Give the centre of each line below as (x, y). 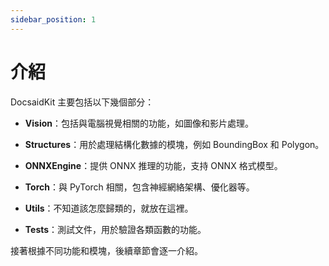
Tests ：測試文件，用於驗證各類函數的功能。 (115, 229)
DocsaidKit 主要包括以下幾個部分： (82, 102)
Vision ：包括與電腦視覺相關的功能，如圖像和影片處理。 (139, 123)
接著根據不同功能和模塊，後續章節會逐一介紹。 (106, 250)
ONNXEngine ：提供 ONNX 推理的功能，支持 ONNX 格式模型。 (153, 165)
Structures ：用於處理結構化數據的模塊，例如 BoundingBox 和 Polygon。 (174, 144)
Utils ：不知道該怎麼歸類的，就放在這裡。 (109, 208)
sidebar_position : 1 (53, 19)
